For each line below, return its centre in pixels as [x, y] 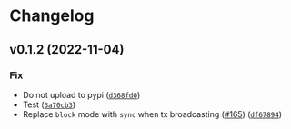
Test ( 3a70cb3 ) [49, 104]
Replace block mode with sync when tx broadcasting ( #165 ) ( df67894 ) [152, 114]
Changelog [52, 16]
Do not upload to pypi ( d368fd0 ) [81, 94]
